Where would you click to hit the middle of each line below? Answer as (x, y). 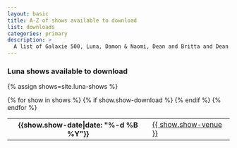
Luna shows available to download (68, 71)
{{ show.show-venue (187, 125)
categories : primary (38, 33)
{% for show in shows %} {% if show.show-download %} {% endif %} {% (114, 100)
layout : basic (28, 14)
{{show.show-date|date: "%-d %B (78, 125)
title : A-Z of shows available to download (72, 20)
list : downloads (31, 27)
